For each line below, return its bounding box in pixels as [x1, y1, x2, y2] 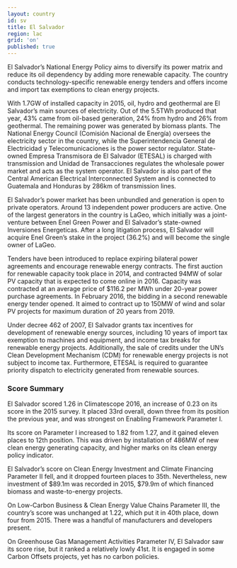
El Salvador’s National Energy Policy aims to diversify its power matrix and [7, 63, 223, 71]
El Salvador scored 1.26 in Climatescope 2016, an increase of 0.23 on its [7, 399, 218, 408]
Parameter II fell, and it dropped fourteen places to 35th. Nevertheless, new [7, 472, 228, 481]
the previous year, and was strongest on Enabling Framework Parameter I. [7, 415, 223, 424]
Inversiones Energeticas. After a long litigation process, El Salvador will [7, 226, 214, 234]
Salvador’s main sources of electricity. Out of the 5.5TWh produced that [7, 107, 217, 115]
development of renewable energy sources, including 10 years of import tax [7, 329, 228, 336]
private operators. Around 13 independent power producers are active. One [7, 203, 227, 211]
